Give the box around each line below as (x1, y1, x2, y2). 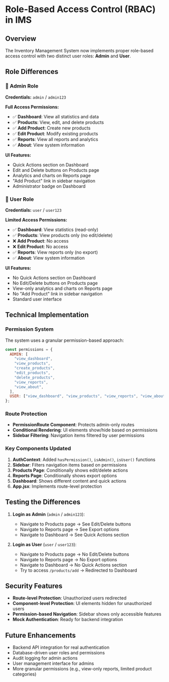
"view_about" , (14, 384, 44, 390)
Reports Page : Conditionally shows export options (12, 472, 117, 479)
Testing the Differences (5, 498, 80, 506)
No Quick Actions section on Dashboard (12, 274, 96, 280)
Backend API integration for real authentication (12, 644, 110, 650)
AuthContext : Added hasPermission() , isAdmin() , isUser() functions (12, 457, 156, 463)
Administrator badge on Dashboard (12, 183, 86, 189)
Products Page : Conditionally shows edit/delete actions (12, 467, 128, 473)
